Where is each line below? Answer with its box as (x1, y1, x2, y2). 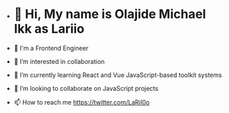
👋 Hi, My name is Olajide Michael (13, 6, 207, 22)
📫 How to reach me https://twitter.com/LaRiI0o (13, 98, 150, 106)
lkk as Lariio (13, 21, 85, 37)
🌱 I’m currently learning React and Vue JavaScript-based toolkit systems (13, 71, 223, 79)
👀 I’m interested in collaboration (13, 57, 105, 65)
